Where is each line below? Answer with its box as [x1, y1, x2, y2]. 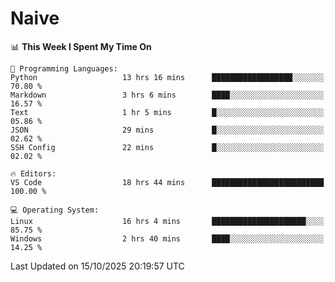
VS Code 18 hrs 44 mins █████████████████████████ [10, 177, 325, 187]
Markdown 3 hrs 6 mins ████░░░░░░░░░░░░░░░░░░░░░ [10, 90, 325, 100]
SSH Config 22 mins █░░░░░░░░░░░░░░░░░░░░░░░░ [10, 142, 325, 152]
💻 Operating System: [10, 205, 100, 215]
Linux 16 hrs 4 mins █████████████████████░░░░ [10, 216, 325, 226]
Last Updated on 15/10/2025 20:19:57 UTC [10, 260, 185, 272]
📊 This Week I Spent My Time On [10, 40, 152, 52]
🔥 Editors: [10, 168, 57, 179]
